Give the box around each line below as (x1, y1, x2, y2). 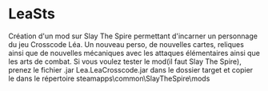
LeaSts (8, 5, 56, 23)
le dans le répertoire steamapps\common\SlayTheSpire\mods (8, 73, 210, 83)
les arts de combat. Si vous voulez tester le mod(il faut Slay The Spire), (8, 57, 242, 66)
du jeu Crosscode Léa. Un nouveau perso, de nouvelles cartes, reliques (8, 39, 244, 49)
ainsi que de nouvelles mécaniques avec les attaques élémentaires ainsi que (8, 48, 260, 57)
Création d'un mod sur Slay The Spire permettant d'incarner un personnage (8, 31, 258, 41)
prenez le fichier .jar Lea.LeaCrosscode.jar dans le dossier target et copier (8, 65, 254, 74)
